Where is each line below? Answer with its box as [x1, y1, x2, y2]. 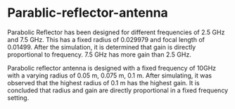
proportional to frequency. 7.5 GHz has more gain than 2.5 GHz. [7, 50, 191, 59]
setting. [7, 93, 30, 102]
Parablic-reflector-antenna [7, 5, 169, 21]
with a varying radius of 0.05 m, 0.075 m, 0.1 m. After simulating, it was [7, 71, 212, 80]
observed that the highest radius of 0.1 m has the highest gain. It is [7, 78, 200, 87]
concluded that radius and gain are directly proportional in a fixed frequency [7, 86, 229, 94]
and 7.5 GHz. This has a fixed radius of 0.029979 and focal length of [7, 35, 205, 43]
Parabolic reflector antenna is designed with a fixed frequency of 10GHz [7, 64, 217, 72]
